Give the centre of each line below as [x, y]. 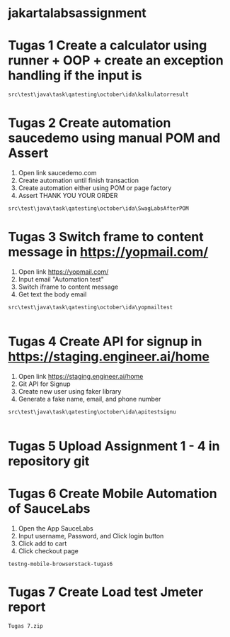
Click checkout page [48, 550]
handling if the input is [75, 76]
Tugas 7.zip [25, 626]
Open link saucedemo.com [57, 172]
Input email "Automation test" [61, 279]
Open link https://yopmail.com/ [63, 272]
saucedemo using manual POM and [114, 138]
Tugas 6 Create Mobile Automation [113, 494]
